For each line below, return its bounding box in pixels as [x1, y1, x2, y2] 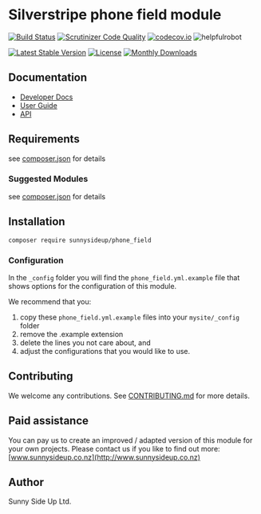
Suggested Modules [8, 174, 89, 185]
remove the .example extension [19, 329, 124, 339]
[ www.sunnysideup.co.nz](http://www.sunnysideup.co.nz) [8, 452, 201, 462]
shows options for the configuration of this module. [8, 281, 177, 291]
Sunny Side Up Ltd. [8, 496, 72, 506]
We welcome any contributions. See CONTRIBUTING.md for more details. [8, 391, 250, 400]
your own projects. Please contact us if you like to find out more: [8, 444, 221, 453]
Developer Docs [19, 92, 73, 102]
